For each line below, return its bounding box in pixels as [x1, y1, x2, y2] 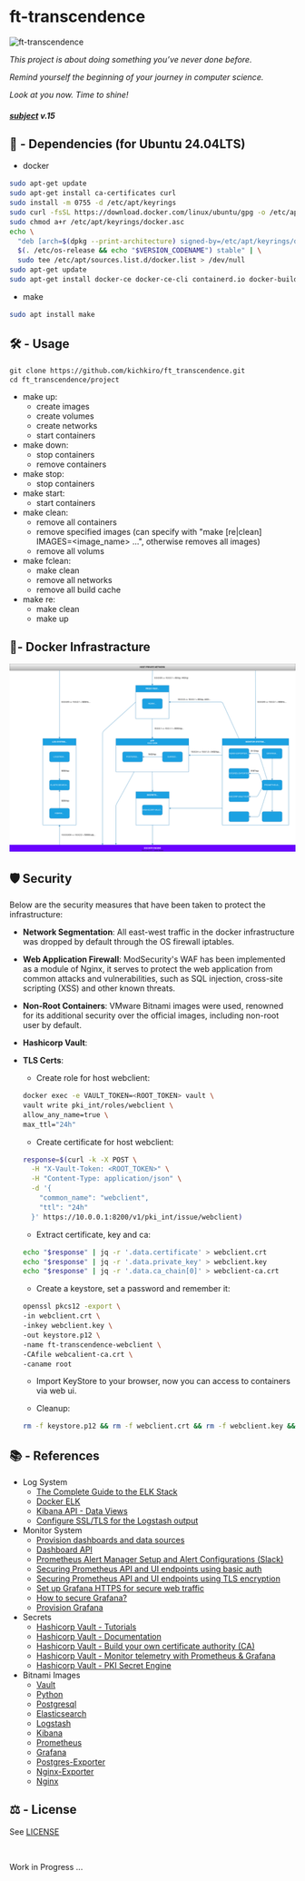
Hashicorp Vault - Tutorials [35, 1621, 137, 1632]
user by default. [22, 1020, 82, 1031]
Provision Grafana [35, 1602, 103, 1613]
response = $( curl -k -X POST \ [22, 1155, 138, 1164]
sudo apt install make [9, 310, 95, 319]
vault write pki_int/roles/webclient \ [22, 1101, 174, 1110]
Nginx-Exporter [35, 1767, 94, 1777]
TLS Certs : [22, 1055, 64, 1066]
